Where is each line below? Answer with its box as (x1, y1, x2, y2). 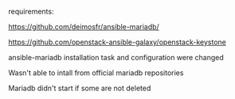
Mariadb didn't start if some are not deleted (8, 83, 151, 93)
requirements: (8, 7, 54, 16)
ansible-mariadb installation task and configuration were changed (8, 53, 225, 62)
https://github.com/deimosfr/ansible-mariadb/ (8, 22, 159, 31)
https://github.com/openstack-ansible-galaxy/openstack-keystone (8, 37, 227, 47)
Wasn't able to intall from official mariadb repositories (8, 68, 184, 78)
